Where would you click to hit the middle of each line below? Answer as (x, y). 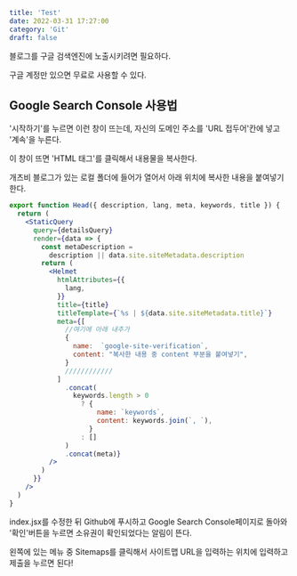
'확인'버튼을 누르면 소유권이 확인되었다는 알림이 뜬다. (101, 532)
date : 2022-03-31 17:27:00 (59, 21)
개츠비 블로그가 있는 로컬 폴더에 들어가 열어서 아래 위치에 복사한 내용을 (131, 177)
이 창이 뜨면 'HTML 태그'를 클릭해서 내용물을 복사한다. (103, 158)
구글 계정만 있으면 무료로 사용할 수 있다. (78, 75)
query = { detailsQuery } (73, 230)
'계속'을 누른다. (36, 140)
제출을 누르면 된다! (41, 563)
